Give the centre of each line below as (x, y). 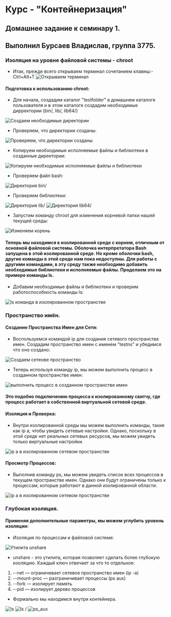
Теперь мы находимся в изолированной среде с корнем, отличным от (85, 243)
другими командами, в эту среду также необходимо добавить (77, 264)
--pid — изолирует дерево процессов (54, 589)
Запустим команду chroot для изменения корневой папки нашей (84, 216)
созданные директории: (39, 156)
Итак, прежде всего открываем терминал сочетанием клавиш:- (83, 71)
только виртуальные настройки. (48, 441)
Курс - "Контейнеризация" (66, 9)
